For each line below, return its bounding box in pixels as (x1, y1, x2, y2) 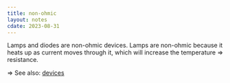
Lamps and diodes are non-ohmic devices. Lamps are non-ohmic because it (7, 41, 223, 50)
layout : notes (7, 16, 48, 23)
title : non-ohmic (7, 10, 57, 17)
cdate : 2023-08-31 (7, 22, 60, 29)
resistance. (7, 56, 39, 64)
